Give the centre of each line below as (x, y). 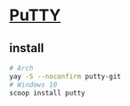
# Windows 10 (33, 85)
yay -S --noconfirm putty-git (65, 76)
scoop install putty (48, 93)
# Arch (21, 68)
